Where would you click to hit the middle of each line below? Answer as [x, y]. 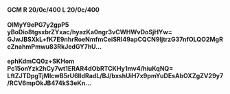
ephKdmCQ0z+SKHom [41, 61]
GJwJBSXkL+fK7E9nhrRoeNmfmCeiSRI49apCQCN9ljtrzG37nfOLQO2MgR [115, 39]
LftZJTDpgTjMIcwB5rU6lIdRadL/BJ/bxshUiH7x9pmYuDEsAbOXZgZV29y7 [115, 76]
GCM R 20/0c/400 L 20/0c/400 [53, 10]
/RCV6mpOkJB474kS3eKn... [49, 83]
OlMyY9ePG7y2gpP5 [38, 25]
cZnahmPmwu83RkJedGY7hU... [55, 47]
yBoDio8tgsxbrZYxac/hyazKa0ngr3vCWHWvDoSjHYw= [90, 32]
